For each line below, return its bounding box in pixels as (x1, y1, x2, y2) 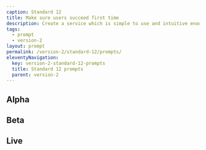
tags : (6, 26, 20, 32)
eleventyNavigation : (6, 54, 59, 61)
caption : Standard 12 (6, 9, 62, 15)
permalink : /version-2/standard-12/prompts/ (6, 49, 122, 55)
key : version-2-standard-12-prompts (12, 60, 105, 66)
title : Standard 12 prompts (12, 66, 84, 72)
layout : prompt (6, 43, 45, 50)
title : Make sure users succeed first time (6, 15, 120, 21)
